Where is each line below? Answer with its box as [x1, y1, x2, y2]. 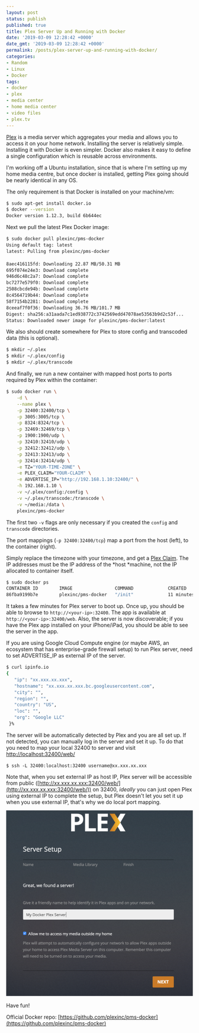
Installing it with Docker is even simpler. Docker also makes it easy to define [6, 146, 191, 153]
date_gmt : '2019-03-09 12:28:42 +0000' [6, 41, 105, 47]
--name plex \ [17, 401, 52, 407]
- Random [6, 60, 28, 65]
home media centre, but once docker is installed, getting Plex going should [6, 170, 189, 177]
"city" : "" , [14, 689, 44, 696]
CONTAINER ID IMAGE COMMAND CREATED [6, 586, 187, 591]
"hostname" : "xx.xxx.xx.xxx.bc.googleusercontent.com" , [14, 683, 155, 689]
